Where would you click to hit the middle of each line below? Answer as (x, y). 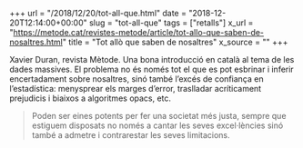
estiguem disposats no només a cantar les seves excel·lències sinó (157, 125)
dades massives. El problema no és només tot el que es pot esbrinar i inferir (151, 69)
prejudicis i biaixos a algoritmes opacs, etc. (90, 98)
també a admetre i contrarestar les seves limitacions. (131, 135)
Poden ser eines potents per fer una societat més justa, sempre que (159, 116)
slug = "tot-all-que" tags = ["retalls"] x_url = (172, 23)
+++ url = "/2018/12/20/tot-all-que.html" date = (98, 13)
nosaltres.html (36, 42)
